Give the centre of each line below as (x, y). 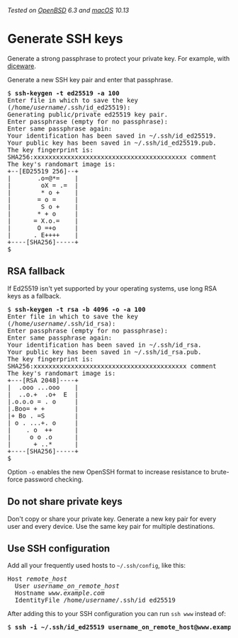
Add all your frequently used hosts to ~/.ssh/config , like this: (97, 566)
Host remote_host (37, 579)
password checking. (54, 479)
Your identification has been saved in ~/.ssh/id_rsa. (104, 345)
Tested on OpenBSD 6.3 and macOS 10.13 (68, 10)
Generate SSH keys (65, 39)
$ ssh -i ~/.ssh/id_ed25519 (56, 627)
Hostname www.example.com (59, 593)
